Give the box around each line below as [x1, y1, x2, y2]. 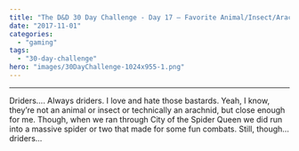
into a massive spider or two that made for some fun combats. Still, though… [9, 123, 289, 134]
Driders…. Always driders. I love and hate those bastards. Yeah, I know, [9, 95, 270, 106]
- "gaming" [17, 37, 58, 47]
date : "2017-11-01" [9, 21, 82, 30]
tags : [9, 46, 29, 55]
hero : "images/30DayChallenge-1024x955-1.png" [9, 63, 185, 72]
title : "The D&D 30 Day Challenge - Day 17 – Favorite [9, 12, 217, 22]
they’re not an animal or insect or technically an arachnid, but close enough [9, 104, 286, 115]
